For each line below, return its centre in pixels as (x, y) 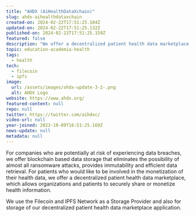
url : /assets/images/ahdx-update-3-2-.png (64, 87)
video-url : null (26, 120)
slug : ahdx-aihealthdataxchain (44, 17)
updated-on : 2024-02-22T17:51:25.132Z (53, 28)
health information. (29, 190)
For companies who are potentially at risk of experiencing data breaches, (94, 153)
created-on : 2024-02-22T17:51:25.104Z (53, 22)
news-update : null (28, 131)
